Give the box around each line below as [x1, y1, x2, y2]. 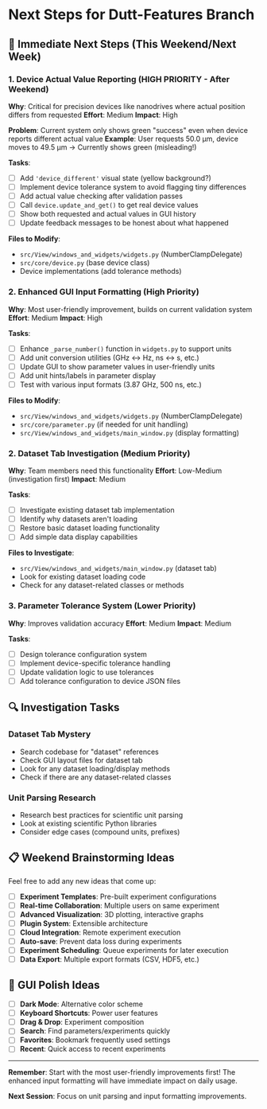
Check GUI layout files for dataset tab [19, 755, 143, 765]
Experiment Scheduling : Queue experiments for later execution [19, 946, 229, 955]
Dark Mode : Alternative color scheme [19, 999, 143, 1009]
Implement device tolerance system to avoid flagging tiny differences [19, 182, 246, 192]
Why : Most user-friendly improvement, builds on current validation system [8, 304, 253, 314]
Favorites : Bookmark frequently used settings [19, 1035, 171, 1045]
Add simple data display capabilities [19, 532, 138, 542]
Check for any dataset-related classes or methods [19, 580, 184, 590]
